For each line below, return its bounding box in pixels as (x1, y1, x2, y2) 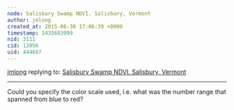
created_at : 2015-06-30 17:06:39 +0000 (7, 23, 123, 30)
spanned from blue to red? (7, 95, 84, 103)
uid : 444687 (7, 49, 42, 56)
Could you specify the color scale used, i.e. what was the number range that (7, 87, 226, 95)
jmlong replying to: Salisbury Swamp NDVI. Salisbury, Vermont (7, 67, 187, 76)
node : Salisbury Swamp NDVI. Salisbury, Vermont (7, 10, 151, 17)
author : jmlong (7, 17, 52, 24)
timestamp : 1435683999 (7, 29, 73, 37)
